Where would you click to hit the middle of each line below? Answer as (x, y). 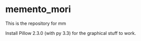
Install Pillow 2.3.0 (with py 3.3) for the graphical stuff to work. (71, 33)
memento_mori (38, 9)
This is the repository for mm (36, 23)
